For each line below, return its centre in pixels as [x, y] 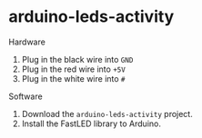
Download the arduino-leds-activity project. [107, 113]
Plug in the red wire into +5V [74, 69]
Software [25, 96]
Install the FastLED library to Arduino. [91, 123]
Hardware [27, 42]
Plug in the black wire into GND [77, 59]
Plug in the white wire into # [73, 78]
